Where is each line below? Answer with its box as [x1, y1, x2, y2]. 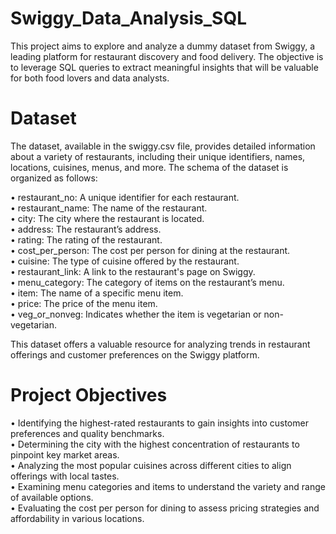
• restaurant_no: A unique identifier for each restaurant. [10, 191, 240, 203]
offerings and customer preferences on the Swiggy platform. [10, 348, 260, 361]
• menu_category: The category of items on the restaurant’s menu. [10, 276, 285, 288]
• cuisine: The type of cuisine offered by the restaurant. [10, 255, 240, 267]
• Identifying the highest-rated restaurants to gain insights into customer [10, 417, 309, 429]
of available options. [10, 491, 94, 503]
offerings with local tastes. [10, 470, 120, 482]
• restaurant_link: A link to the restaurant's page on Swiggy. [10, 265, 256, 277]
